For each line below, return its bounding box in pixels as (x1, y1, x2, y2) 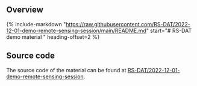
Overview (6, 5, 44, 15)
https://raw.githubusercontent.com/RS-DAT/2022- (66, 20, 191, 27)
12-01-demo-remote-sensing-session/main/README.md (6, 27, 146, 34)
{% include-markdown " (6, 20, 66, 27)
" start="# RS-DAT (146, 27, 192, 34)
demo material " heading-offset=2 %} (6, 33, 100, 41)
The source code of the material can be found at (6, 66, 127, 73)
